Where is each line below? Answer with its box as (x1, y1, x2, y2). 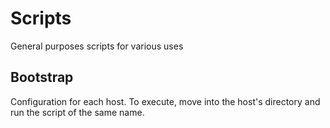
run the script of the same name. (10, 106, 145, 118)
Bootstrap (10, 69, 74, 86)
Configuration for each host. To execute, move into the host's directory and (10, 95, 321, 107)
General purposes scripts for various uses (10, 40, 184, 52)
